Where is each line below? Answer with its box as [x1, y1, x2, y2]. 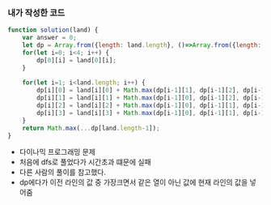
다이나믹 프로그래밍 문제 [19, 147, 96, 157]
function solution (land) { [7, 26, 99, 34]
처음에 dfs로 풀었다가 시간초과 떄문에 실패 [19, 157, 151, 167]
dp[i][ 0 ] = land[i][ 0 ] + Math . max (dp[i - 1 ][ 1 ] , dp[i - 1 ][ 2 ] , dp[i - [36, 87, 262, 95]
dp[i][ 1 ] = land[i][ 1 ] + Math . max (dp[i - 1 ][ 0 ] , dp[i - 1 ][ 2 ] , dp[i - [36, 94, 262, 102]
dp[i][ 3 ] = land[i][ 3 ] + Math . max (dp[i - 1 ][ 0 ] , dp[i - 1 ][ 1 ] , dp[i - [36, 109, 262, 117]
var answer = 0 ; [22, 34, 78, 42]
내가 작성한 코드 [7, 6, 66, 18]
